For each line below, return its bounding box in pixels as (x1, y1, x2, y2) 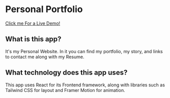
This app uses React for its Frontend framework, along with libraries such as (5, 82, 165, 88)
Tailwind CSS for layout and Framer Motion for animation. (5, 87, 126, 93)
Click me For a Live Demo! (5, 20, 61, 26)
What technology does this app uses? (5, 68, 128, 77)
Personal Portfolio (5, 4, 83, 15)
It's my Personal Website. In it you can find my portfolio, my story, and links (5, 48, 163, 54)
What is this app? (5, 35, 62, 43)
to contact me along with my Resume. (5, 54, 84, 60)
